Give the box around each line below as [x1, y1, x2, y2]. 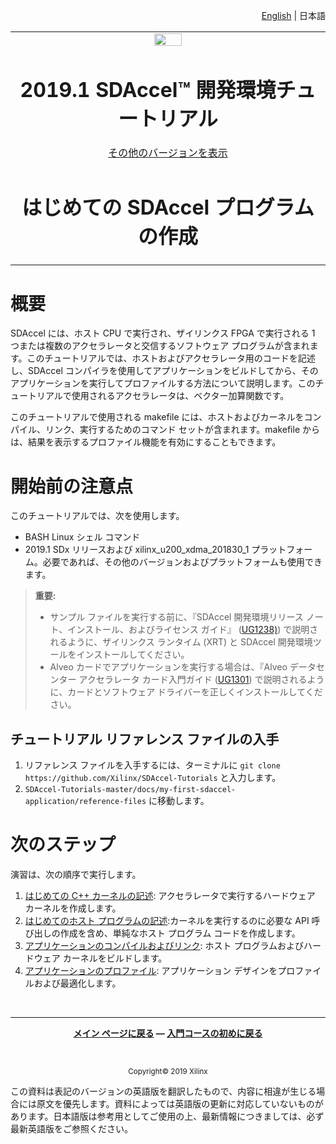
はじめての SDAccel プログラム [21, 195, 315, 221]
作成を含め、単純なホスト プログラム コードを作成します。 [59, 927, 301, 939]
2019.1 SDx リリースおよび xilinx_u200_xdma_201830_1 [24, 544, 250, 556]
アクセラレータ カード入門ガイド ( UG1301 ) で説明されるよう [78, 674, 325, 686]
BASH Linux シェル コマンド [24, 531, 141, 543]
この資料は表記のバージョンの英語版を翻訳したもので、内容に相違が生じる [10, 1085, 317, 1098]
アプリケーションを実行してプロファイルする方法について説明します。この [10, 377, 316, 389]
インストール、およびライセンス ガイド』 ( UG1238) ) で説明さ [67, 624, 319, 636]
